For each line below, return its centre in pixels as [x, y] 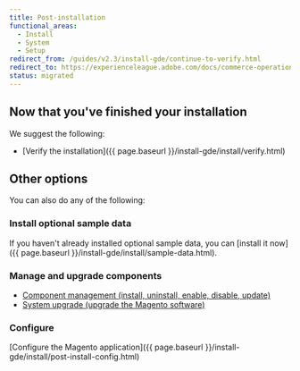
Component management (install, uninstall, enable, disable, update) [146, 295]
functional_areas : [43, 26]
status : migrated [42, 76]
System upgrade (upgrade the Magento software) [113, 304]
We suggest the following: [57, 133]
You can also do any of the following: [77, 200]
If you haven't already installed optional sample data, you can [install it [138, 243]
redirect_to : [33, 68]
